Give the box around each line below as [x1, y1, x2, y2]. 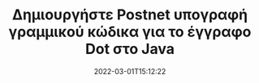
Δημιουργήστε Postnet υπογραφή [11, 6, 248, 24]
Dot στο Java [85, 40, 175, 58]
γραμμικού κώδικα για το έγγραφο [8, 23, 252, 41]
